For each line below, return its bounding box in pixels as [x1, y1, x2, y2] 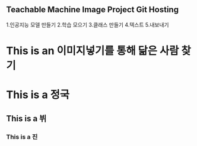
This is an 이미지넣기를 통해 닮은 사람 [6, 44, 179, 57]
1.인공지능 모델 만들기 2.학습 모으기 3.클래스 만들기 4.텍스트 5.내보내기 [6, 21, 169, 28]
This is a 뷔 [6, 113, 47, 124]
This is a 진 [6, 132, 38, 141]
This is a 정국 [6, 88, 70, 102]
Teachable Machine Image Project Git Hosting [6, 5, 179, 15]
